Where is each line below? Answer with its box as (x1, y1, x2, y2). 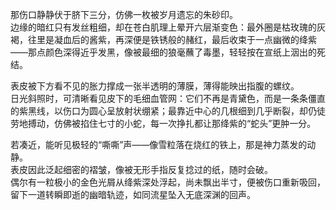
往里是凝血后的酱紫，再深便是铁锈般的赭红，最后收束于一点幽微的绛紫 (27, 34, 317, 45)
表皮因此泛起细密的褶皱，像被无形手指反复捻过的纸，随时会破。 (10, 164, 273, 175)
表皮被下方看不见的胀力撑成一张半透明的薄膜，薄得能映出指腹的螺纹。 (10, 80, 300, 92)
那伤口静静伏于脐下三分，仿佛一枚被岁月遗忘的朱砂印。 (10, 9, 238, 20)
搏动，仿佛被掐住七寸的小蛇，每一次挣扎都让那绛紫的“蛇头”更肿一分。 (27, 118, 317, 129)
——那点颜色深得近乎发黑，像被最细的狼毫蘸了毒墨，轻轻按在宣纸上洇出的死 (10, 46, 326, 58)
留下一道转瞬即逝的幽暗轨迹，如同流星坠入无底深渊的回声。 (10, 189, 256, 200)
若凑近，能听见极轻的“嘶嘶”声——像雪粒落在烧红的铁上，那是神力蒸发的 (10, 139, 308, 150)
